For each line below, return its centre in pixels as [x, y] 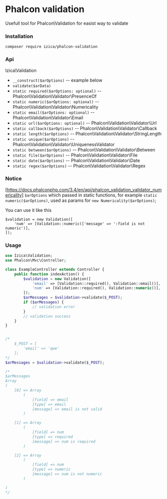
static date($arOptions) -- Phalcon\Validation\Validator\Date [76, 160]
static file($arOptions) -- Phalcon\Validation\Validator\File [75, 155]
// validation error [54, 307]
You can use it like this [28, 210]
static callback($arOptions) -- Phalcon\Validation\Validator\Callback [85, 128]
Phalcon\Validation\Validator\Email [48, 117]
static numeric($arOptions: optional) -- [56, 101]
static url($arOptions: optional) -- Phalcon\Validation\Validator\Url [85, 123]
